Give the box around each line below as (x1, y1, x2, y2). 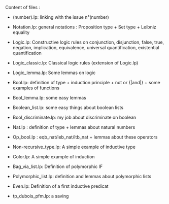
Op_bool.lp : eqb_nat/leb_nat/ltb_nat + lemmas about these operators (12, 134, 158, 140)
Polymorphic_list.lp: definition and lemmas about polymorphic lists (12, 174, 152, 179)
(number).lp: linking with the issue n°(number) (12, 14, 109, 20)
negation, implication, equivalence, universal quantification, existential (12, 45, 159, 50)
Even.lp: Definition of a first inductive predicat (12, 183, 109, 189)
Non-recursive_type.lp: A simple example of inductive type (12, 144, 136, 150)
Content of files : (5, 5, 41, 10)
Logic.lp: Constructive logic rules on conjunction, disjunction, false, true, (12, 39, 164, 45)
